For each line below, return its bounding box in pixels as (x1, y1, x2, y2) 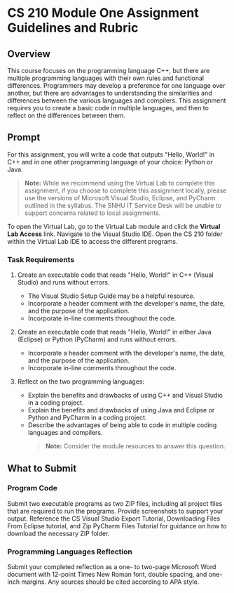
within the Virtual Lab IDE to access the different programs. (7, 237, 178, 245)
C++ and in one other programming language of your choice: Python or (7, 157, 214, 166)
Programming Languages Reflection (7, 547, 133, 556)
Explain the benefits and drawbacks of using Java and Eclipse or (27, 406, 215, 415)
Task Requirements (7, 254, 75, 264)
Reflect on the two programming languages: (17, 377, 145, 386)
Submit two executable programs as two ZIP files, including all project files (7, 499, 223, 507)
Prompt (7, 131, 41, 143)
